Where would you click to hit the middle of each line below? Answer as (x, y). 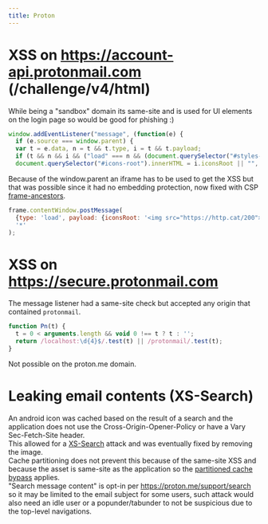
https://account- (117, 55)
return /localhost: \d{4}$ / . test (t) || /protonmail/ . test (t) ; (119, 342)
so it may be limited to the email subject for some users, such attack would (131, 494)
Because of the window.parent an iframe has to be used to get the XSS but (131, 178)
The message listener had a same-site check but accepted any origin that (130, 303)
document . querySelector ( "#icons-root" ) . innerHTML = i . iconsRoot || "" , (137, 164)
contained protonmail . (45, 312)
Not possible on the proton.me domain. (73, 364)
